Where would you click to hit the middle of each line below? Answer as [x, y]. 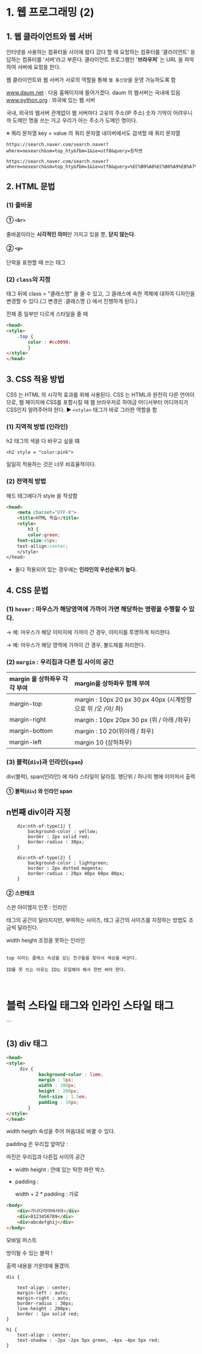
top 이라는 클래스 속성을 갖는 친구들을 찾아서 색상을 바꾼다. [72, 958]
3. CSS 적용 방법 [35, 379]
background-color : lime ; [71, 1074]
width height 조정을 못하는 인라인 [46, 940]
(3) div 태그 [27, 1043]
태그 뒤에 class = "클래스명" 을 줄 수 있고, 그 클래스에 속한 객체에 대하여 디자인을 [101, 294]
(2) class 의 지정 [29, 279]
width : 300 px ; [57, 1086]
